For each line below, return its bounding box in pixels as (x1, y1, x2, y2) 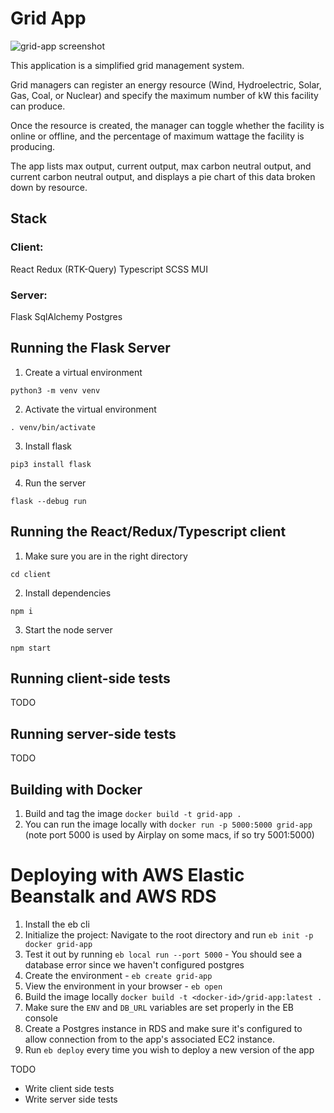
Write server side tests (24, 1093, 118, 1105)
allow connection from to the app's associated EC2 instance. (24, 1033, 276, 1045)
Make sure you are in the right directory (24, 550, 188, 562)
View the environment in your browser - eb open (24, 980, 223, 992)
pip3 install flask (10, 459, 92, 469)
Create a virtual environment (24, 366, 143, 378)
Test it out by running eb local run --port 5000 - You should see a (24, 948, 303, 960)
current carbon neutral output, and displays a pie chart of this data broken (10, 170, 316, 182)
